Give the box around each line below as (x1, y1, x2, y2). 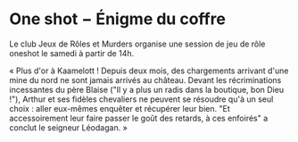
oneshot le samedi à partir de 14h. (9, 47, 135, 58)
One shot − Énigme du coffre (9, 9, 226, 29)
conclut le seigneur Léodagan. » (9, 121, 128, 133)
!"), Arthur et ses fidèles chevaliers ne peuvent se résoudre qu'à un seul (9, 94, 274, 104)
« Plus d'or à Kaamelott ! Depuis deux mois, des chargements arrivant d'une (9, 65, 289, 76)
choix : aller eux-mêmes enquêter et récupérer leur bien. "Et (9, 103, 230, 113)
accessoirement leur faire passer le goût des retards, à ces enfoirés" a (9, 113, 269, 123)
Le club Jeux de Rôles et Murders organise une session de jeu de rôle (9, 38, 266, 49)
